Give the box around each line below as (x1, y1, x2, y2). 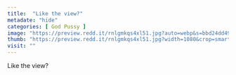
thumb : (7, 36, 27, 43)
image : (7, 29, 27, 37)
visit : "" (7, 42, 37, 49)
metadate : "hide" (7, 17, 58, 24)
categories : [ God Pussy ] (7, 23, 86, 30)
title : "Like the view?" (7, 10, 83, 17)
